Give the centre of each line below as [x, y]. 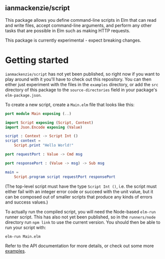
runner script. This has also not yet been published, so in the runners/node [81, 217]
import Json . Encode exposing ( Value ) [44, 127]
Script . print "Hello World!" [44, 146]
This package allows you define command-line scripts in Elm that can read [81, 20]
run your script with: [26, 227]
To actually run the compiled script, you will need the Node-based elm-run [81, 211]
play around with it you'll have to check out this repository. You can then [78, 79]
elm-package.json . [23, 95]
